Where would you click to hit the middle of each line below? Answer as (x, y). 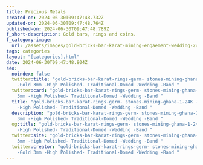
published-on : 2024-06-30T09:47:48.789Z (58, 29)
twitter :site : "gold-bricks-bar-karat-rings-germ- (77, 136)
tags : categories (28, 51)
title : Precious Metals (36, 12)
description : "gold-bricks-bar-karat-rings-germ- (75, 113)
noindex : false (31, 74)
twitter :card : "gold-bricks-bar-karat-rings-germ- (77, 91)
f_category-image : (29, 40)
